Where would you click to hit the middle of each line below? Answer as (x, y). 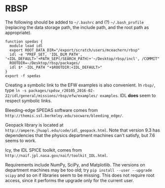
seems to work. (21, 140)
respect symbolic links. (29, 101)
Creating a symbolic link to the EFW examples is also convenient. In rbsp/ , (80, 85)
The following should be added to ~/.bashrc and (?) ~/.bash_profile (75, 22)
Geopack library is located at (34, 125)
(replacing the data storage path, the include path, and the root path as (77, 27)
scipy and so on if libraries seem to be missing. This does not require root (80, 175)
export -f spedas (23, 76)
